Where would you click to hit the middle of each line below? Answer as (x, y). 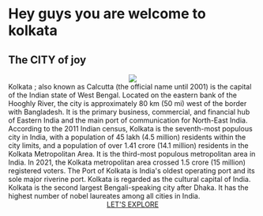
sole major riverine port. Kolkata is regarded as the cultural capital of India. (130, 179)
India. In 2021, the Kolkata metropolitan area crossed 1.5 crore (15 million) (127, 162)
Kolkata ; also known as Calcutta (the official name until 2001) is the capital (130, 87)
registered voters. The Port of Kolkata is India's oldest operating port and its (131, 171)
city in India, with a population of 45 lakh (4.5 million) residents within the (127, 137)
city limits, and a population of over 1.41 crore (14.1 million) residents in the (128, 146)
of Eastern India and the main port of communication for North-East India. (128, 120)
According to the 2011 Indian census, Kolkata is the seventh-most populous (130, 129)
